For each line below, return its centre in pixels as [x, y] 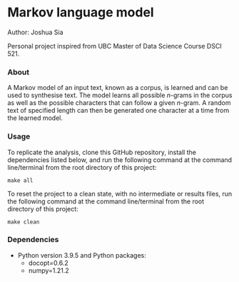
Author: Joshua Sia [35, 32]
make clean [24, 222]
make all [20, 180]
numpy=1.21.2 [49, 270]
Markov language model [81, 12]
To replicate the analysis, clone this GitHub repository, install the [102, 152]
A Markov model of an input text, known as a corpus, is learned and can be [118, 88]
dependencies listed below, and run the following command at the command [120, 160]
